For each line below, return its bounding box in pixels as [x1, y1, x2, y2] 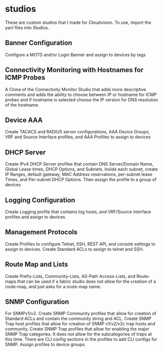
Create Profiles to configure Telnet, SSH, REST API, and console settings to [5, 241, 156, 247]
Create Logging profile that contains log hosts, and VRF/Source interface [5, 209, 151, 215]
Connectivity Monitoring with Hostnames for [5, 66, 144, 74]
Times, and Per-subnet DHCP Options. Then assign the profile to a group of [5, 177, 157, 183]
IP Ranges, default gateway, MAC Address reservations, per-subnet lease [5, 171, 152, 177]
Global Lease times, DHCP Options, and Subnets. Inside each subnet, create [5, 167, 158, 172]
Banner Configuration [5, 39, 72, 47]
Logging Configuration [5, 196, 75, 204]
